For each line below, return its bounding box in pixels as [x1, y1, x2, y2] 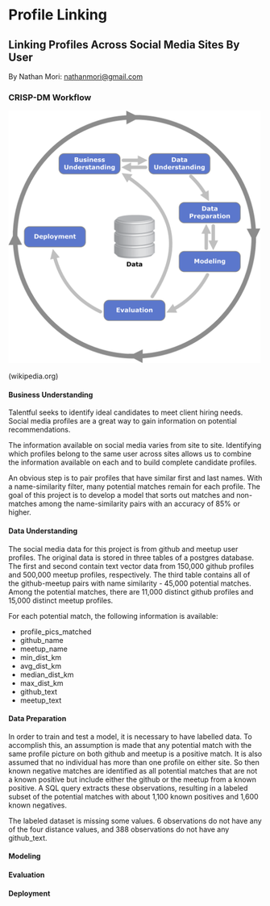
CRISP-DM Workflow [8, 91, 92, 102]
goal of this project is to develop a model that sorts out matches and [8, 491, 235, 500]
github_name [19, 635, 64, 645]
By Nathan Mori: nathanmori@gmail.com [8, 72, 143, 81]
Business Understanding [8, 390, 93, 399]
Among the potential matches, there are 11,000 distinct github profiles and [8, 587, 254, 596]
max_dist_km [19, 678, 64, 687]
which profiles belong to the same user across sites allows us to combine [8, 449, 252, 459]
